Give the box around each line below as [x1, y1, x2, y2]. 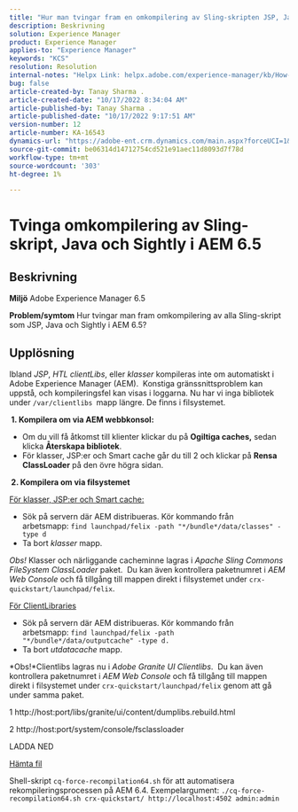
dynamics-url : [9, 137, 62, 145]
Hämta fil [9, 759, 43, 769]
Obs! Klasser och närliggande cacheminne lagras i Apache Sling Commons [9, 555, 284, 566]
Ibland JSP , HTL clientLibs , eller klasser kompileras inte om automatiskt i [9, 369, 275, 379]
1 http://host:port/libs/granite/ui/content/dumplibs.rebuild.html [9, 707, 236, 718]
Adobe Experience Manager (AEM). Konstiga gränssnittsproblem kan [9, 379, 263, 389]
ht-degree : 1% [9, 169, 62, 178]
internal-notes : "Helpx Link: [9, 71, 122, 80]
